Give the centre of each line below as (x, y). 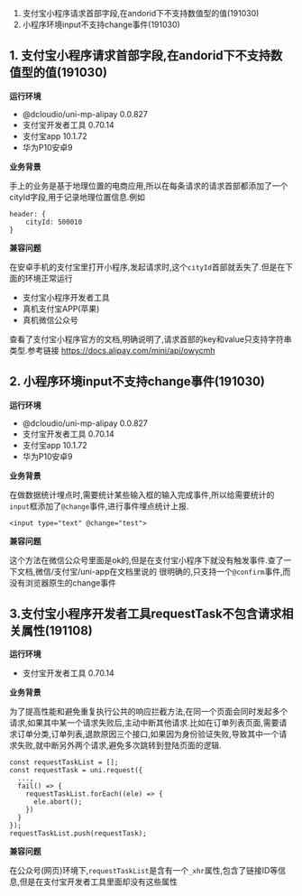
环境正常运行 (49, 278)
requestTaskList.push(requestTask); (78, 834)
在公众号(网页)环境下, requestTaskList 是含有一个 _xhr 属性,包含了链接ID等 (144, 871)
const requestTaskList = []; (64, 762)
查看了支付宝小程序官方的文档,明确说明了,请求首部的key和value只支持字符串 (151, 339)
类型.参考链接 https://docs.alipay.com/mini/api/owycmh (112, 350)
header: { (28, 214)
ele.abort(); (58, 802)
